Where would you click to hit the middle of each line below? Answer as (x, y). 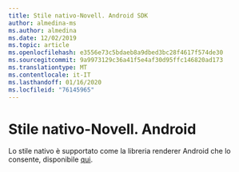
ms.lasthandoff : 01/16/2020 (55, 82)
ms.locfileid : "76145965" (51, 90)
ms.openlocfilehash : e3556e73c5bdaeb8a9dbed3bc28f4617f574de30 (116, 53)
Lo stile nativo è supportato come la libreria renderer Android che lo (119, 151)
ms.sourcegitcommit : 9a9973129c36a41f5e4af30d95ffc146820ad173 (116, 61)
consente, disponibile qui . (51, 159)
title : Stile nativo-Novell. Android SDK (78, 16)
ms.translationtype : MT (48, 68)
